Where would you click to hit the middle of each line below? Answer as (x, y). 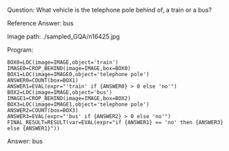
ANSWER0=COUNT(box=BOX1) (43, 80)
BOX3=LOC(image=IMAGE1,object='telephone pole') (78, 104)
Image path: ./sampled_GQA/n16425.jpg (63, 36)
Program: (20, 50)
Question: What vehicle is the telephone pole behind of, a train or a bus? (110, 10)
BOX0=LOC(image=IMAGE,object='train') (63, 62)
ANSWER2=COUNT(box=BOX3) (43, 111)
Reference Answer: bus (40, 23)
